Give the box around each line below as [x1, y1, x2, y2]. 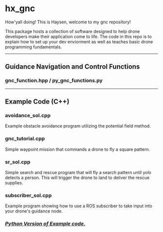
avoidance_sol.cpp [5, 112, 51, 119]
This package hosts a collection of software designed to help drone [5, 28, 140, 34]
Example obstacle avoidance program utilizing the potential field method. [5, 123, 151, 129]
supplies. [5, 179, 23, 185]
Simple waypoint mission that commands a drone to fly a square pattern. [5, 146, 150, 152]
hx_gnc [5, 3, 35, 14]
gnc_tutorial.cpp [5, 135, 45, 142]
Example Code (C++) [5, 98, 69, 106]
